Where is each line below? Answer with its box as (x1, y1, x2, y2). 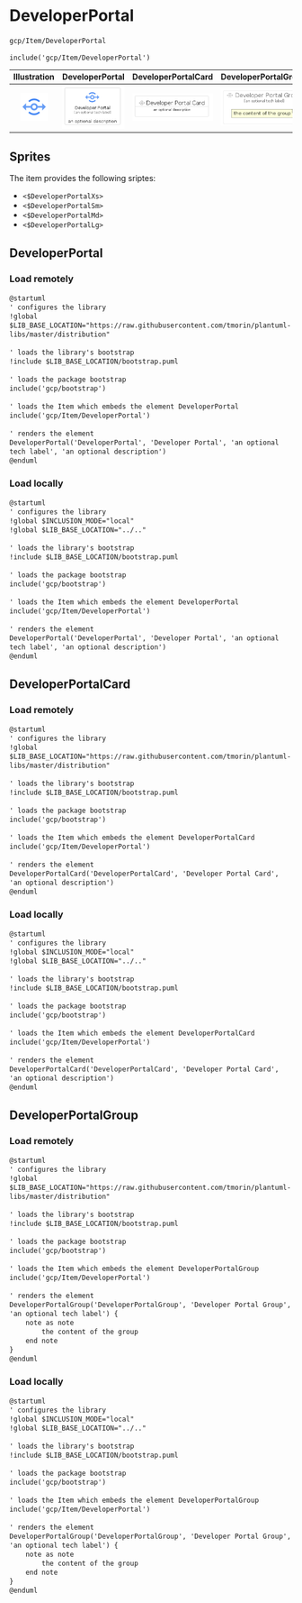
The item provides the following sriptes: (9, 173, 156, 184)
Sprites (9, 149, 51, 164)
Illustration (13, 71, 56, 82)
